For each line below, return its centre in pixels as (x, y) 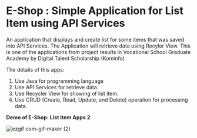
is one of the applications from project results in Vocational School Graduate (98, 52)
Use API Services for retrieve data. (56, 87)
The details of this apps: (35, 69)
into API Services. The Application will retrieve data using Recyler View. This (98, 46)
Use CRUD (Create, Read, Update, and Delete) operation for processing (101, 100)
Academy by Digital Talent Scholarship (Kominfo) (66, 58)
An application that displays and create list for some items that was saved (95, 39)
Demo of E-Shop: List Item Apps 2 (48, 117)
